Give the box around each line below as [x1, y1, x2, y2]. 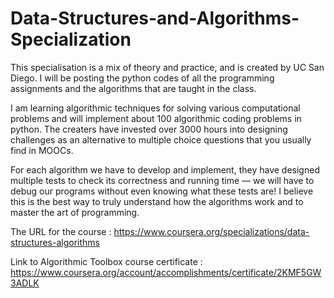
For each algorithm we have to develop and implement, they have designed [10, 163, 320, 176]
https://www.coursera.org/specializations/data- [113, 225, 310, 237]
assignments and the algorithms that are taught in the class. [10, 82, 257, 94]
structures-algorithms [10, 236, 100, 248]
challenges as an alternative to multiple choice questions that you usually [10, 133, 312, 146]
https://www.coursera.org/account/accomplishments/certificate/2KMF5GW [10, 266, 322, 278]
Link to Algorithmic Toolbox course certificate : [10, 255, 203, 267]
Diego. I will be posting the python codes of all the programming [10, 72, 275, 84]
